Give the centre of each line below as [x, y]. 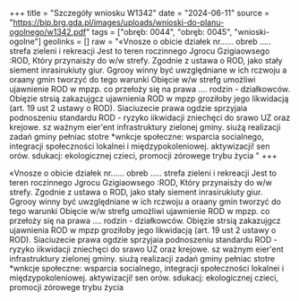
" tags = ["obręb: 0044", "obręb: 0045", [159, 32]
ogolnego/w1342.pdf [48, 32]
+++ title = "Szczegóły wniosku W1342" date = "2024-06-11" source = [140, 13]
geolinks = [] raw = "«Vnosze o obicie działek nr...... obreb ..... [157, 41]
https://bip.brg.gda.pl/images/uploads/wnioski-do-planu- [119, 22]
